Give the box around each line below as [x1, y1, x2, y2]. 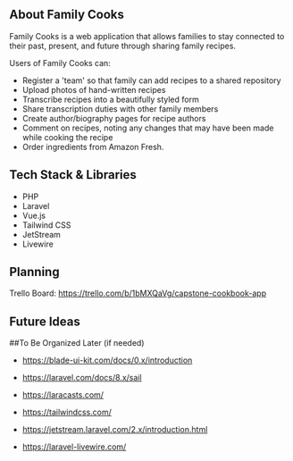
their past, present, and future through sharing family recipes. [9, 40, 237, 51]
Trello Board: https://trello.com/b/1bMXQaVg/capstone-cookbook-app [9, 288, 266, 298]
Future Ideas [9, 314, 80, 329]
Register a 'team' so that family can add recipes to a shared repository [21, 75, 281, 86]
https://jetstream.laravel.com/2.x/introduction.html [21, 424, 208, 435]
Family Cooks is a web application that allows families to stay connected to [9, 30, 285, 41]
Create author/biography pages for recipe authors [21, 113, 206, 123]
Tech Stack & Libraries [9, 167, 137, 182]
